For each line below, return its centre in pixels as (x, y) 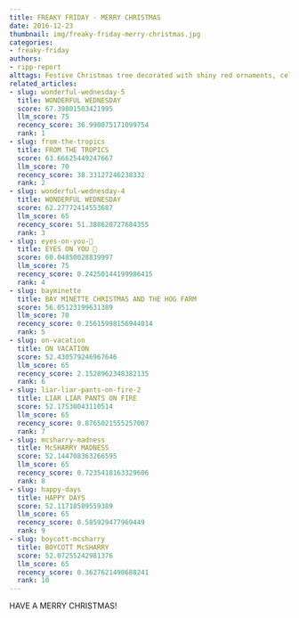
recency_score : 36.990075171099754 (83, 126)
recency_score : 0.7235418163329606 (83, 473)
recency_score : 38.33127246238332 (81, 175)
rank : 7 (32, 431)
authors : (25, 59)
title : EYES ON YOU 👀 (57, 249)
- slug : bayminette (45, 290)
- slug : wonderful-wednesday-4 (67, 191)
